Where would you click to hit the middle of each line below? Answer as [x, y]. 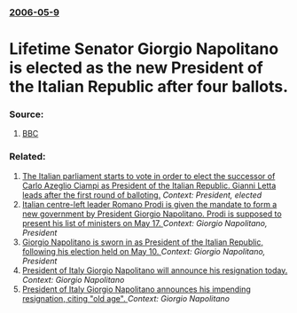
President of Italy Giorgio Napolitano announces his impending [136, 289]
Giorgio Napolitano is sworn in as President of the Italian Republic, [143, 242]
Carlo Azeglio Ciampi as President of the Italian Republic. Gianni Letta [149, 185]
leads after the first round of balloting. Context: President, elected [142, 195]
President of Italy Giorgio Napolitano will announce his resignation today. [155, 270]
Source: [27, 114]
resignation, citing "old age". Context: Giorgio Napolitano [126, 298]
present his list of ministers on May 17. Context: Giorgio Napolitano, [145, 223]
